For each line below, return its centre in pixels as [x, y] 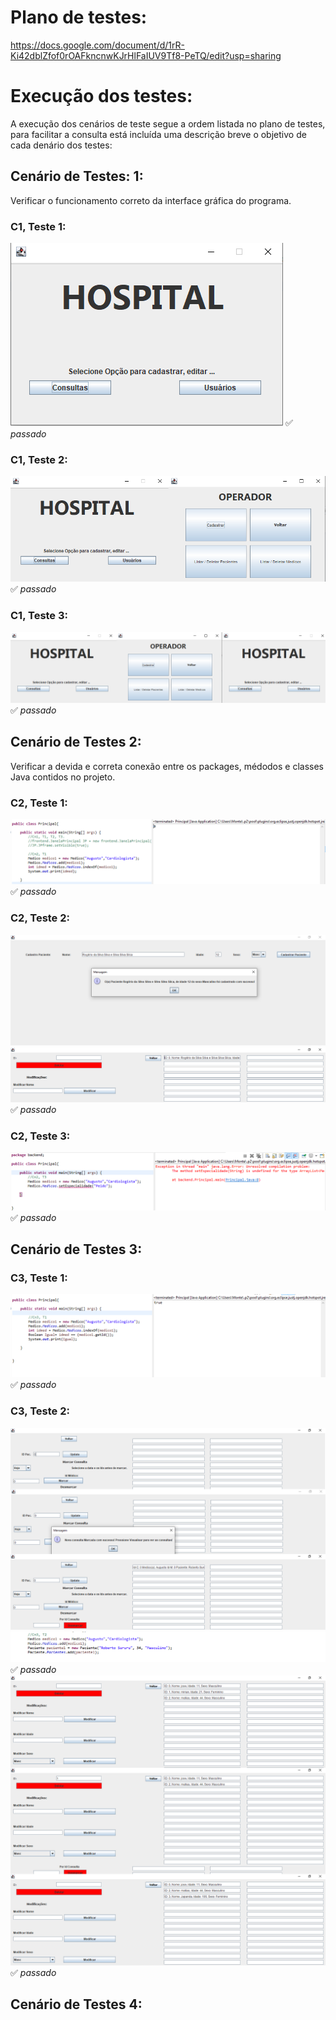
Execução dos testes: [101, 96]
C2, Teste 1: [39, 803]
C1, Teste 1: [38, 226]
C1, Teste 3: [39, 616]
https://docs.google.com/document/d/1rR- [97, 45]
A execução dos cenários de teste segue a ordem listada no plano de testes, [168, 123]
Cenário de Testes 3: [76, 1249]
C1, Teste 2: [39, 459]
